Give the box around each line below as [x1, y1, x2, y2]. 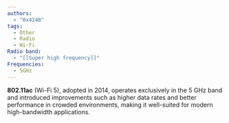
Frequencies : [7, 61, 45, 68]
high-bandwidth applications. [7, 107, 91, 116]
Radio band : [7, 49, 41, 55]
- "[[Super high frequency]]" [13, 55, 100, 61]
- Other [13, 29, 36, 36]
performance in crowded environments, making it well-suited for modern [7, 100, 213, 109]
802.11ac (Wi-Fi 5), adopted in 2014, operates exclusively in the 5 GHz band [7, 86, 223, 94]
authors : [7, 10, 32, 17]
